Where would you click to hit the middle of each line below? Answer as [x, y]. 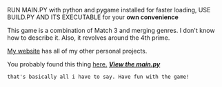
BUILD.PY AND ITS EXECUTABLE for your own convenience [93, 17]
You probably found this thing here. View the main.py [84, 64]
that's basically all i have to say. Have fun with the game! [98, 77]
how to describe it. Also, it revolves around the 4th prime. [89, 38]
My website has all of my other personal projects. [77, 51]
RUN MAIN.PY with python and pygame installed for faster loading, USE [109, 10]
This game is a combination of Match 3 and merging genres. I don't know [111, 30]
